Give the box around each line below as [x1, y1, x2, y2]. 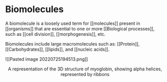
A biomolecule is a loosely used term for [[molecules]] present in [5, 20, 141, 26]
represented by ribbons [60, 71, 110, 77]
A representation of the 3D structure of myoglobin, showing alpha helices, [8, 66, 162, 72]
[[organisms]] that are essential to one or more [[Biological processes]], [5, 25, 155, 31]
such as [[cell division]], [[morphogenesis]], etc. [5, 31, 106, 37]
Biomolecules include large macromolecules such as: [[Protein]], [5, 40, 140, 47]
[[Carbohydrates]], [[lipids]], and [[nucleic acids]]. [5, 46, 110, 52]
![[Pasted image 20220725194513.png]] [5, 56, 88, 62]
